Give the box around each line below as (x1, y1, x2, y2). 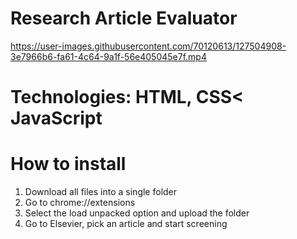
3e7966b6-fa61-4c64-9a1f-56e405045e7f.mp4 (10, 50, 207, 62)
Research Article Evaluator (10, 7, 238, 30)
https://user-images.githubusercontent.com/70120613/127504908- (10, 40, 287, 52)
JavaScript (10, 107, 103, 130)
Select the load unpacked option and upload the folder (24, 207, 250, 219)
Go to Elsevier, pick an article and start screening (24, 218, 228, 230)
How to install (10, 153, 127, 176)
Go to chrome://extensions (24, 197, 136, 209)
